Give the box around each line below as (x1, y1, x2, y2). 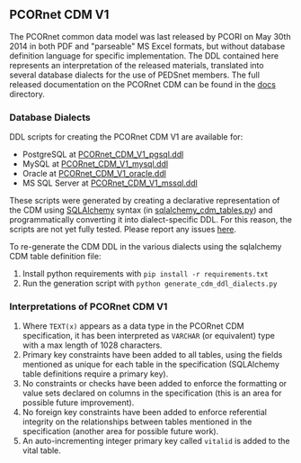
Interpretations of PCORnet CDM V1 (9, 301, 168, 313)
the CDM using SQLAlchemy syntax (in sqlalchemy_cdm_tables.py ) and (9, 204, 273, 215)
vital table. (22, 445, 61, 456)
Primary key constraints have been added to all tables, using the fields (22, 350, 283, 360)
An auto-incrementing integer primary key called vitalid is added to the (22, 436, 290, 447)
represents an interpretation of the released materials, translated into (9, 59, 264, 70)
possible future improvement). (22, 397, 135, 408)
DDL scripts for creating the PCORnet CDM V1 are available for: (9, 132, 243, 142)
